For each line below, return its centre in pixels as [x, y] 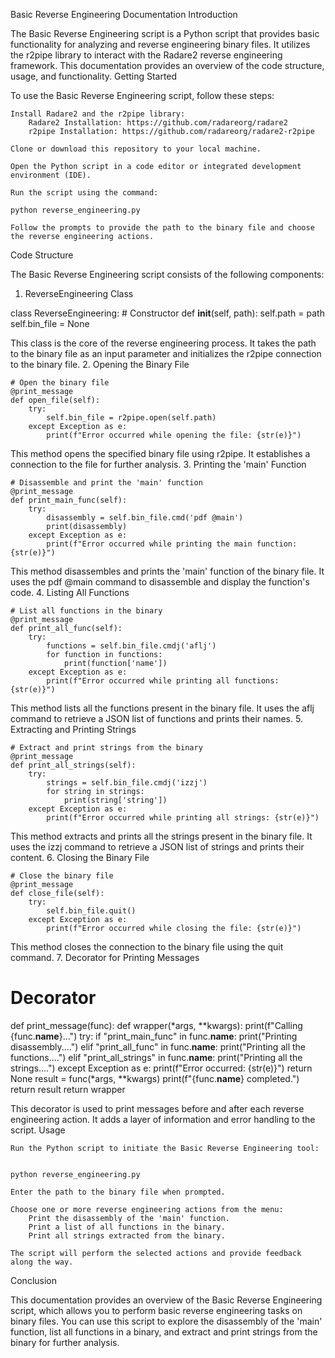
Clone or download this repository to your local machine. [136, 149]
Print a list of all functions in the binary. [127, 1227]
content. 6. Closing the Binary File [80, 857]
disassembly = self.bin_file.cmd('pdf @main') [145, 518]
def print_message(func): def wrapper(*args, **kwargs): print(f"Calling [156, 1025]
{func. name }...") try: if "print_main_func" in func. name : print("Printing [154, 1036]
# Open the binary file [60, 383]
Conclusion [34, 1280]
